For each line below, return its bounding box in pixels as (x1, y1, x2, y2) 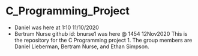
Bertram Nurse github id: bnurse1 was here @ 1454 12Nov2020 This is (14, 30, 188, 37)
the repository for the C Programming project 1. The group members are (14, 36, 193, 43)
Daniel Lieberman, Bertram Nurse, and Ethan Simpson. (14, 43, 149, 50)
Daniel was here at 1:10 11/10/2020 (14, 24, 100, 31)
